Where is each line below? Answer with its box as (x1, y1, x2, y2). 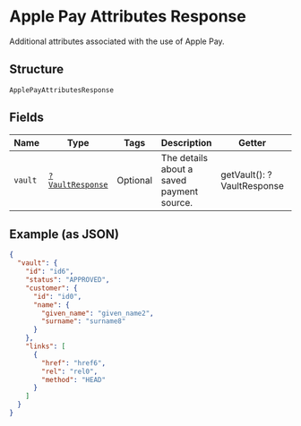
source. (160, 196, 193, 209)
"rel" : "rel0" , (41, 367, 99, 376)
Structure (9, 62, 64, 77)
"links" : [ (25, 342, 66, 351)
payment (160, 185, 199, 198)
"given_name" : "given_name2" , (41, 309, 154, 318)
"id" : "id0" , (32, 292, 82, 301)
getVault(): (220, 168, 266, 181)
